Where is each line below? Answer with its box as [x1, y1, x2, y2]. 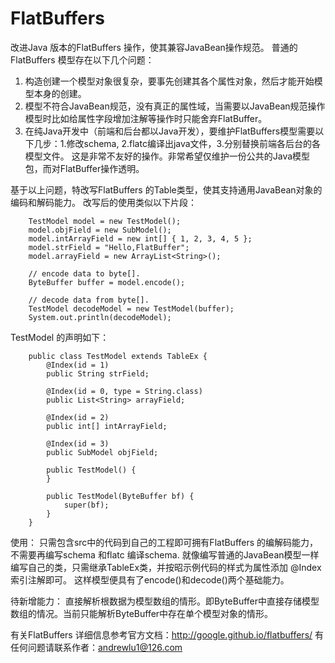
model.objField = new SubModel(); [28, 225, 172, 235]
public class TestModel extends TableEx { [28, 351, 208, 361]
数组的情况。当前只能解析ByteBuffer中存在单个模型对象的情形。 [10, 607, 274, 619]
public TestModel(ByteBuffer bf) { [46, 491, 195, 501]
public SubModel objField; [46, 447, 159, 457]
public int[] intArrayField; [46, 421, 168, 431]
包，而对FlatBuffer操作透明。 [24, 162, 145, 174]
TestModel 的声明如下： [10, 331, 110, 343]
